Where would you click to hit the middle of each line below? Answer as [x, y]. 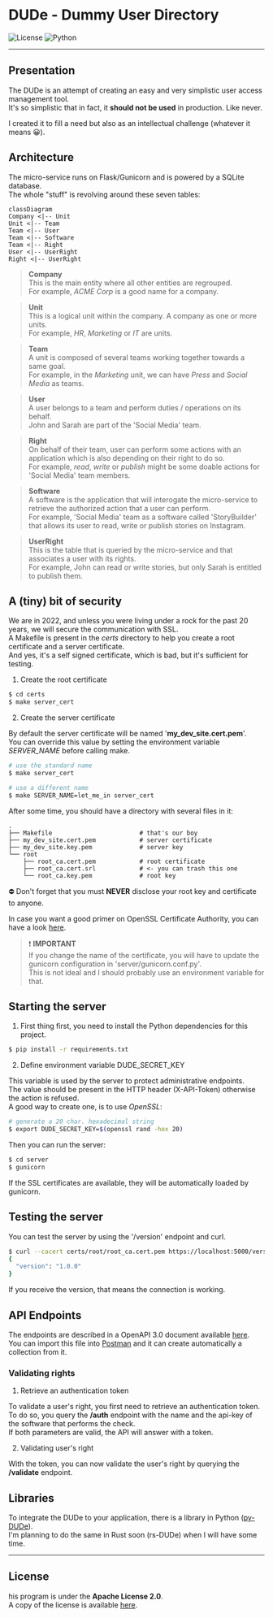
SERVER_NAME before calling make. [69, 751]
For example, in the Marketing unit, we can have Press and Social [138, 375]
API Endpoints [45, 1315]
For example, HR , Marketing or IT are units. [100, 333]
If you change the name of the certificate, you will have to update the [144, 955]
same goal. [47, 366]
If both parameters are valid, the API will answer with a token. [111, 1433]
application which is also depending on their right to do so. [126, 458]
